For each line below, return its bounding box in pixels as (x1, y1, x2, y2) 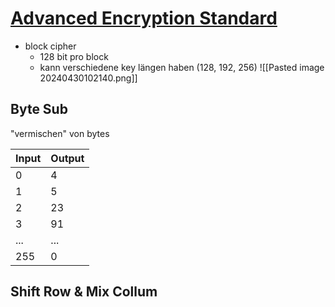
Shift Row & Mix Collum (10, 283, 158, 301)
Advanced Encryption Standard (10, 7, 278, 30)
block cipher (24, 40, 77, 52)
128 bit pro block (39, 50, 109, 62)
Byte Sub (10, 101, 68, 118)
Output (50, 151, 85, 165)
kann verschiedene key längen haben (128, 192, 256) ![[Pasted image (39, 61, 325, 73)
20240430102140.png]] (39, 72, 138, 84)
